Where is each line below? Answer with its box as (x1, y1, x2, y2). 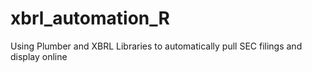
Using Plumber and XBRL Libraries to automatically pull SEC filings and (10, 40, 303, 52)
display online (10, 50, 68, 62)
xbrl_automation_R (10, 7, 170, 30)
